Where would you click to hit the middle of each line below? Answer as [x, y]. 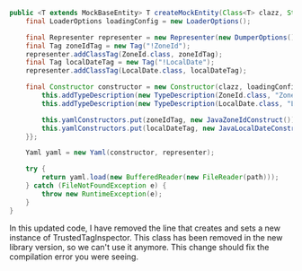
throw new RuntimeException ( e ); [102, 194]
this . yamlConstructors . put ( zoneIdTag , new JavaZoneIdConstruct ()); [170, 120]
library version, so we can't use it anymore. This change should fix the [139, 247]
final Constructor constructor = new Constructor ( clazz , [134, 87]
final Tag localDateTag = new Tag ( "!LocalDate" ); [120, 63]
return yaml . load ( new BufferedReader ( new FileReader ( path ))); [160, 178]
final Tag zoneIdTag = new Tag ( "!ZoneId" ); [108, 46]
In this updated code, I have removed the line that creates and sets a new [145, 228]
